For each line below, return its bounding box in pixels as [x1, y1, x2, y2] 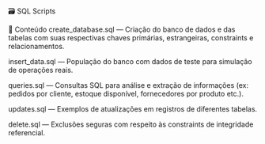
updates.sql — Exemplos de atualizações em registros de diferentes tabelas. [8, 104, 258, 113]
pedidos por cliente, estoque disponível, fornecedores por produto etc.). [8, 89, 244, 98]
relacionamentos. [8, 42, 65, 51]
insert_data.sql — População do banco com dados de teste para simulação [8, 57, 252, 66]
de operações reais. [8, 66, 74, 74]
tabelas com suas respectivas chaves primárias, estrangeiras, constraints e [8, 33, 254, 42]
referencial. [8, 128, 46, 137]
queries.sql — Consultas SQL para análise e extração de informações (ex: [8, 81, 249, 89]
